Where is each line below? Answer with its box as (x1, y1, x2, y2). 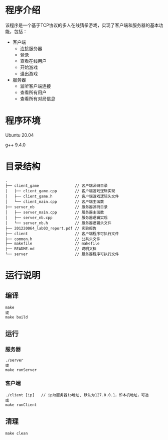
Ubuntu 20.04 (5, 132, 34, 138)
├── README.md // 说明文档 (5, 246, 97, 251)
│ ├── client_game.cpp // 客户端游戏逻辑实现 (5, 188, 115, 193)
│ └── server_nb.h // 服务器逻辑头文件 (5, 221, 112, 226)
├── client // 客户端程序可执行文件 (5, 231, 119, 236)
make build (5, 314, 28, 319)
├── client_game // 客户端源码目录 (5, 183, 108, 188)
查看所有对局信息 (20, 95, 56, 101)
